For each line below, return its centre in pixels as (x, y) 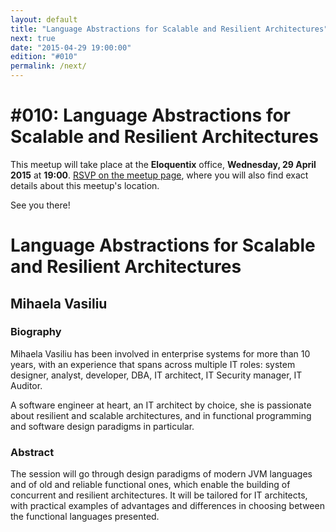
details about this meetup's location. (85, 185)
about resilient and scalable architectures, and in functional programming (161, 415)
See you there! (40, 205)
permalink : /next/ (48, 66)
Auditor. (26, 385)
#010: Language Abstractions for (150, 115)
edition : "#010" (44, 57)
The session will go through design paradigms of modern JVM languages (161, 474)
